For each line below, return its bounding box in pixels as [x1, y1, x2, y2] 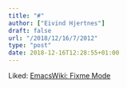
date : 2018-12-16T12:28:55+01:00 [8, 49, 120, 57]
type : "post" [8, 42, 52, 50]
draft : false [8, 26, 52, 34]
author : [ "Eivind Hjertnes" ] [8, 19, 105, 27]
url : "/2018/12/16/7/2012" [8, 34, 98, 42]
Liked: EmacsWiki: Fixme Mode [8, 71, 111, 80]
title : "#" [8, 11, 45, 20]
